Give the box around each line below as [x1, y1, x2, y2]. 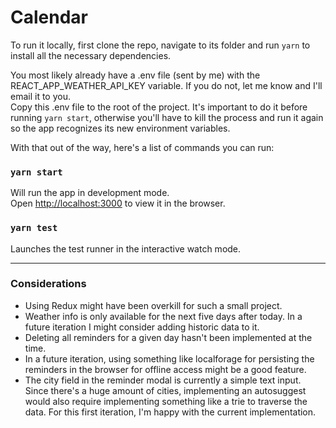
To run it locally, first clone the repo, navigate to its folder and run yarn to [10, 39, 311, 51]
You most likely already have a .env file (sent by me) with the [10, 69, 261, 81]
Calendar [10, 6, 88, 29]
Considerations [10, 277, 87, 291]
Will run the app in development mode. [10, 187, 170, 199]
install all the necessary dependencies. [10, 49, 172, 61]
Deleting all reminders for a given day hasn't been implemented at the [24, 331, 313, 343]
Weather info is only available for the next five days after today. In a [24, 310, 303, 322]
